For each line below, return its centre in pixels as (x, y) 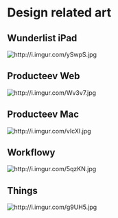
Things (22, 190)
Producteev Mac (43, 115)
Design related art (59, 13)
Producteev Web (44, 76)
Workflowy (31, 153)
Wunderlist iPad (42, 38)
